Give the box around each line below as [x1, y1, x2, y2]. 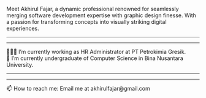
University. [6, 61, 34, 68]
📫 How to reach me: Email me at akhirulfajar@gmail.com [6, 85, 150, 92]
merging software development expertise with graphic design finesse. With [6, 12, 196, 19]
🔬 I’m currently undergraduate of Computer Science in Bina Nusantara [6, 55, 183, 62]
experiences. [6, 24, 40, 32]
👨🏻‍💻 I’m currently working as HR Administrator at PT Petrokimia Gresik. [6, 48, 186, 55]
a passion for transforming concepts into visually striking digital [6, 18, 167, 25]
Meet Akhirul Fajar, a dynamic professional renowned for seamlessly [6, 6, 179, 12]
